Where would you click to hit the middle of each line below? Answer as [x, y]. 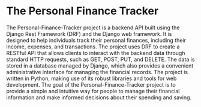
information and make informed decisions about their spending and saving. [99, 97]
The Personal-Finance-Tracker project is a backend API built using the [93, 27]
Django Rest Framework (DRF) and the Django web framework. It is [89, 33]
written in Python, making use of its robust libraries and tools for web [91, 78]
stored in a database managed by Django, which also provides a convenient [100, 65]
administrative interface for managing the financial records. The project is [97, 72]
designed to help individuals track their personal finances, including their [96, 40]
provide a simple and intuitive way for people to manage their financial [93, 91]
